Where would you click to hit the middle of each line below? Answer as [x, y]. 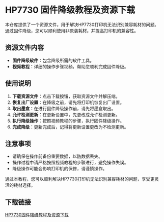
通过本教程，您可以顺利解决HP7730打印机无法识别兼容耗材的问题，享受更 [80, 179]
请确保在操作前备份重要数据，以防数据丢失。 [57, 156]
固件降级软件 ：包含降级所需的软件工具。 [53, 60]
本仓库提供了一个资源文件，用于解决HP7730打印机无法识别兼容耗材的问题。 [82, 25]
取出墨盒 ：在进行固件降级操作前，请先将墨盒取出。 [64, 108]
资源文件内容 [25, 48]
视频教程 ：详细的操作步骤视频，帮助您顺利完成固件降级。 [70, 66]
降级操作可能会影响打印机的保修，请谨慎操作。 [59, 169]
